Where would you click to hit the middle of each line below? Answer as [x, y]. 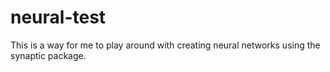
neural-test [58, 17]
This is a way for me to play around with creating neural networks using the [165, 45]
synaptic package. [48, 55]
